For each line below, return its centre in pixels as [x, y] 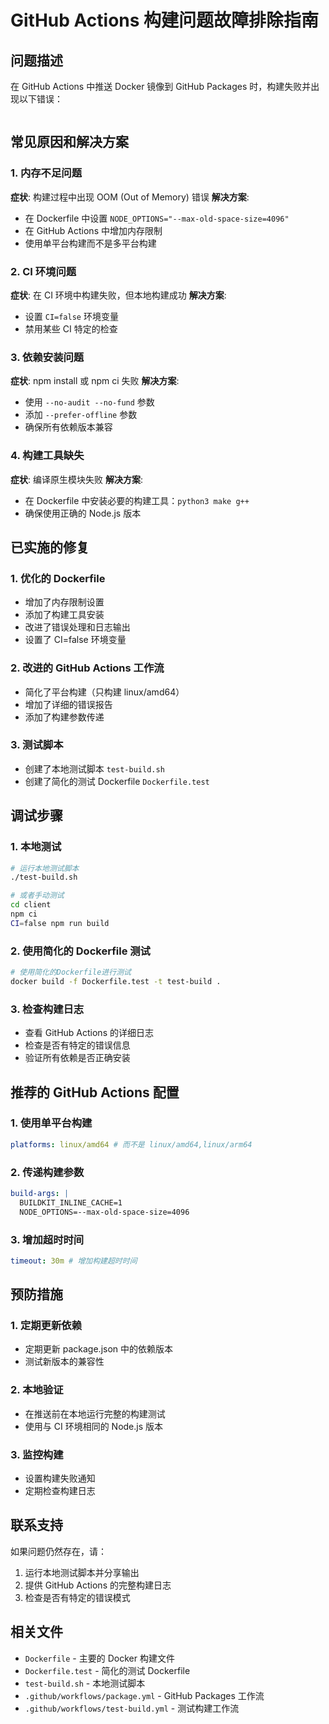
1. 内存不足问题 [46, 173]
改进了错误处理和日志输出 [77, 627]
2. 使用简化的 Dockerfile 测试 [80, 951]
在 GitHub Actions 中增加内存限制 [93, 230]
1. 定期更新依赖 [46, 1326]
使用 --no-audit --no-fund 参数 [89, 402]
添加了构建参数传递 [64, 717]
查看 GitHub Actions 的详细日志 [89, 1033]
